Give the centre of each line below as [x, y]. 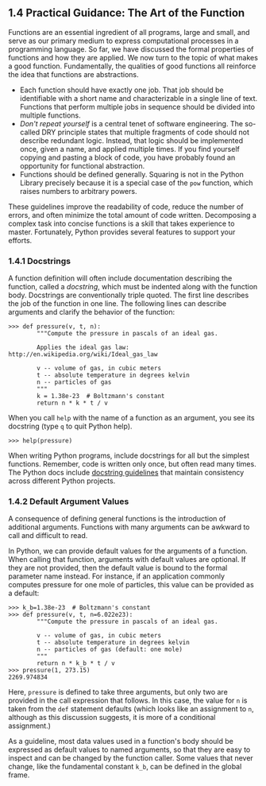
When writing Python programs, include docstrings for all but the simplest [129, 455]
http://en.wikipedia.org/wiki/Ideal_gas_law [83, 354]
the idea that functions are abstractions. [73, 74]
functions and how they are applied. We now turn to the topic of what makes [133, 57]
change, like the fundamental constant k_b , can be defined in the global [125, 767]
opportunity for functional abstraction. [82, 165]
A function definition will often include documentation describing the [120, 278]
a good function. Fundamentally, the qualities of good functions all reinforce [132, 66]
